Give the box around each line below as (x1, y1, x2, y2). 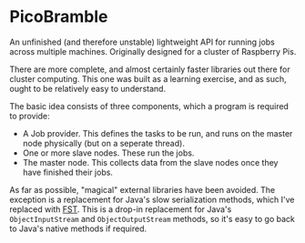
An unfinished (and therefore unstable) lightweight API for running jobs (9, 36, 275, 47)
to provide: (9, 110, 50, 121)
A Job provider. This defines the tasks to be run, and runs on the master (22, 127, 293, 138)
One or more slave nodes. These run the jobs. (22, 147, 195, 158)
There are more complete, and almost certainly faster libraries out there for (9, 64, 290, 75)
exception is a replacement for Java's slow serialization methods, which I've (9, 194, 295, 205)
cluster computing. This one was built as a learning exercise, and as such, (9, 73, 287, 84)
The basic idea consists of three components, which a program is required (9, 100, 290, 111)
